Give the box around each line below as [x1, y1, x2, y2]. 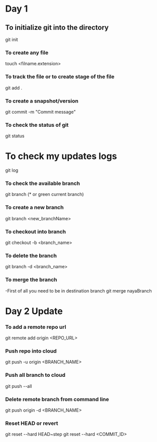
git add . [5, 84, 23, 91]
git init [5, 36, 19, 42]
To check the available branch [5, 180, 81, 187]
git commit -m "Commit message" [5, 109, 76, 115]
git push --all [5, 383, 32, 389]
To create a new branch [5, 204, 64, 211]
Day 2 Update [5, 305, 63, 317]
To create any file [5, 49, 49, 56]
